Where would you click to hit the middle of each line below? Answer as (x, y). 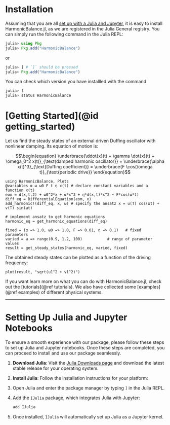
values (12, 244)
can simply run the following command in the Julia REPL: (64, 34)
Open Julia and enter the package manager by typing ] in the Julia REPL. (89, 388)
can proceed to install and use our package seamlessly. (63, 353)
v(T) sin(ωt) (19, 208)
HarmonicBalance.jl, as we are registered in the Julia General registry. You (82, 28)
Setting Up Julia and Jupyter (66, 317)
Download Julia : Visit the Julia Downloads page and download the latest (88, 363)
